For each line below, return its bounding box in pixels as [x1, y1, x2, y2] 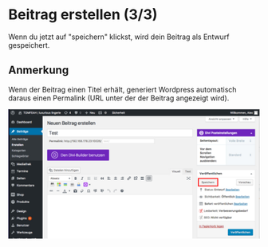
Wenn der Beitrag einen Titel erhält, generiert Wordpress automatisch [8, 84, 237, 94]
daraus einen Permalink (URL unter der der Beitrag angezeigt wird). [8, 93, 230, 103]
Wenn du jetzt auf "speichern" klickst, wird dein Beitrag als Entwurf [8, 32, 230, 41]
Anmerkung [8, 64, 69, 77]
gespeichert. [8, 40, 50, 49]
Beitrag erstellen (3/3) [8, 6, 158, 24]
